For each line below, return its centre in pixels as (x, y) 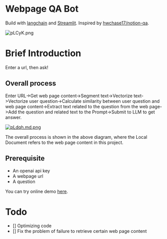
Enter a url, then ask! (27, 67)
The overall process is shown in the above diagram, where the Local (76, 137)
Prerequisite (25, 158)
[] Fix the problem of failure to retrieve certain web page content (79, 231)
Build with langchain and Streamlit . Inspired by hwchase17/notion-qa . (77, 23)
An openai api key (31, 170)
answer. (13, 117)
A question (24, 182)
